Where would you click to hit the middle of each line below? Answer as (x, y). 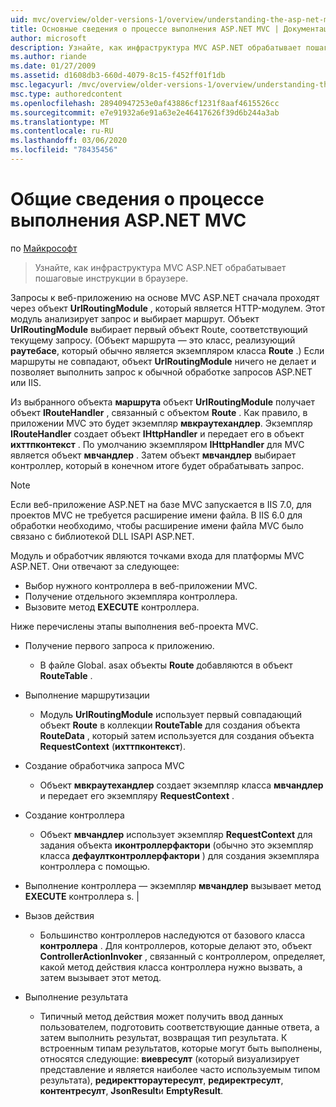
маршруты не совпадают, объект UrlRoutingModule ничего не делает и (163, 361)
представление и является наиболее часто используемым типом (180, 1069)
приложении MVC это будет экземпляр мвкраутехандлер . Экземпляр (161, 423)
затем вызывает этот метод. (100, 977)
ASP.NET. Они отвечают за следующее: (95, 566)
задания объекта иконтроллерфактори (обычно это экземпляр (176, 845)
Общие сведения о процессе (137, 199)
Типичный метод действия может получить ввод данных (161, 1016)
